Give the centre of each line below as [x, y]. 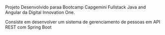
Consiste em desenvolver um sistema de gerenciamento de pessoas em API [83, 22]
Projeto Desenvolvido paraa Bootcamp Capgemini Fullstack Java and [76, 7]
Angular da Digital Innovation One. [40, 12]
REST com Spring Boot [28, 27]
